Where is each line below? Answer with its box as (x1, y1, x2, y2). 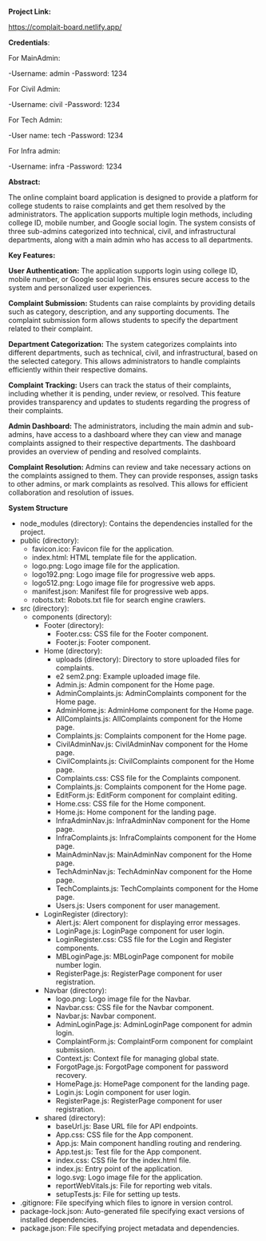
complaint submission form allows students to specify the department (8, 316, 238, 324)
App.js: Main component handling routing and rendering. (55, 1139, 242, 1148)
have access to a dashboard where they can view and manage (35, 430, 242, 439)
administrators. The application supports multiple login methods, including (8, 209, 253, 219)
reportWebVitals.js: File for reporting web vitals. (55, 1181, 212, 1190)
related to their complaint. (8, 324, 93, 333)
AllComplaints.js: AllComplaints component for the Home (55, 714, 243, 723)
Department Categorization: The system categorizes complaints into (8, 340, 237, 348)
